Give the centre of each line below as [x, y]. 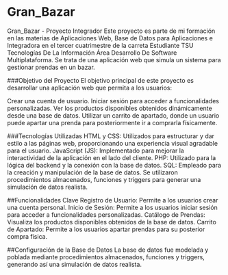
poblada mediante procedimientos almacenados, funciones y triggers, [106, 257]
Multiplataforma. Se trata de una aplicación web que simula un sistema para [114, 60]
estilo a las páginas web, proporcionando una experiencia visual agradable [112, 143]
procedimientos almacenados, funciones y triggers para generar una [104, 179]
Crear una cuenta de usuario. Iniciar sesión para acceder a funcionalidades [113, 101]
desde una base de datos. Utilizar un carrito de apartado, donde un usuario [113, 115]
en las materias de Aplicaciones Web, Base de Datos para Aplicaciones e [110, 38]
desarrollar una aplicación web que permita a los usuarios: [90, 88]
